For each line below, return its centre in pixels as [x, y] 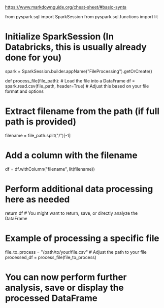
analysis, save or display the [65, 288]
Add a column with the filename [71, 155]
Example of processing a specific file [82, 238]
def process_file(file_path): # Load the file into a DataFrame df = [70, 80]
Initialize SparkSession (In [60, 37]
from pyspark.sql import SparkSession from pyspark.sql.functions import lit [82, 17]
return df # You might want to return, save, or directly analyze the [71, 213]
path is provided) [41, 122]
